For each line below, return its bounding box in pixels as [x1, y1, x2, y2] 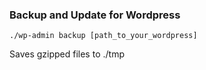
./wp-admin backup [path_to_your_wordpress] [9, 31, 198, 41]
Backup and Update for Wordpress [9, 8, 181, 22]
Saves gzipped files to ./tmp [9, 48, 125, 60]
